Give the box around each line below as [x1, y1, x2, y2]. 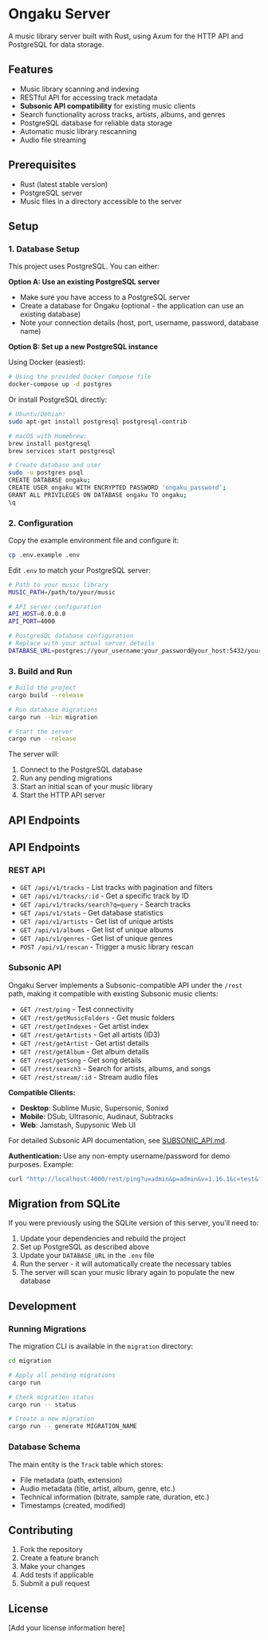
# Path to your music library [8, 581, 109, 589]
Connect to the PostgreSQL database [19, 764, 143, 775]
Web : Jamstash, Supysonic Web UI [19, 1120, 136, 1130]
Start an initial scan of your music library [19, 782, 153, 792]
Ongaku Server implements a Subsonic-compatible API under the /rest [8, 980, 243, 990]
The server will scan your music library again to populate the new [19, 1268, 235, 1277]
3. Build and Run [8, 665, 73, 677]
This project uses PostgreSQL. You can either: [8, 261, 160, 272]
